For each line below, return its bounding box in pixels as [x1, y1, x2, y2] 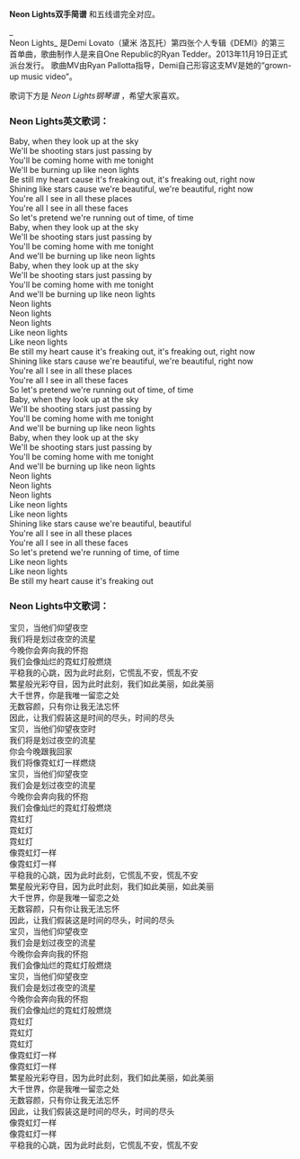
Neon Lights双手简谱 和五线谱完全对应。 [9, 9, 160, 19]
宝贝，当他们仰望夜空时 [9, 723, 96, 734]
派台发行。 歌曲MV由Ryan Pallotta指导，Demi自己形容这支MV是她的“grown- [9, 60, 292, 70]
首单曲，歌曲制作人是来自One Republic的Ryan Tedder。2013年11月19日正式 [9, 49, 288, 59]
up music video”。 [9, 71, 78, 82]
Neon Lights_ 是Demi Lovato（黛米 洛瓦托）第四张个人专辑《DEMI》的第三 [9, 38, 286, 48]
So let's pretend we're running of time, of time [9, 547, 180, 558]
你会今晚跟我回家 [9, 746, 73, 757]
